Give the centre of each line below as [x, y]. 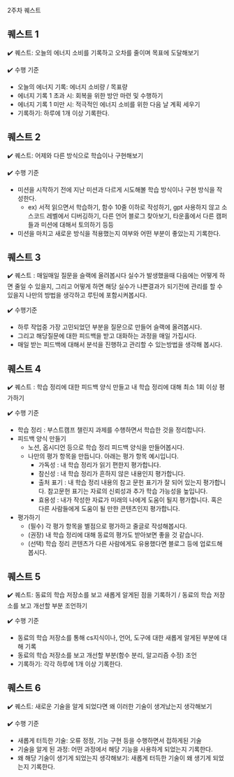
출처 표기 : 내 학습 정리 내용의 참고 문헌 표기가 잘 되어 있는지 [120, 482]
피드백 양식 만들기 [42, 439]
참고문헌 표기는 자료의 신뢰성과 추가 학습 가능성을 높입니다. [128, 491]
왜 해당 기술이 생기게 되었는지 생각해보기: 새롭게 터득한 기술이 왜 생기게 [114, 757]
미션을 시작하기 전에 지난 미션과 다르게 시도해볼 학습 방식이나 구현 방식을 [116, 189]
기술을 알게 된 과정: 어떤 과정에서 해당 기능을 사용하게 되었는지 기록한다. [115, 749]
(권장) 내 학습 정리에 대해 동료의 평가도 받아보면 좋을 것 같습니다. [116, 535]
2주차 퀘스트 [24, 10]
